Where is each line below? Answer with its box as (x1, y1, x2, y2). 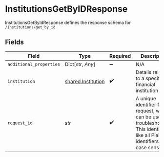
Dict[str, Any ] (64, 61, 96, 67)
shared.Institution (64, 78, 105, 85)
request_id (7, 120, 33, 126)
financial (136, 81, 155, 88)
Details (136, 68, 152, 75)
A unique (136, 95, 156, 102)
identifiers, (136, 138, 160, 145)
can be (136, 113, 152, 120)
